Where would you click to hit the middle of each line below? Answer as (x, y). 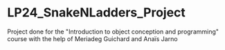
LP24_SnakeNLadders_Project (96, 13)
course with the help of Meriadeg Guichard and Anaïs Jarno (92, 38)
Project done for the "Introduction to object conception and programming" (113, 32)
